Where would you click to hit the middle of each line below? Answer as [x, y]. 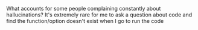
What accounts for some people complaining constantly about [84, 9]
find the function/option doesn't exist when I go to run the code [85, 21]
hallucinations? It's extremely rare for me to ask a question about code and [99, 15]
